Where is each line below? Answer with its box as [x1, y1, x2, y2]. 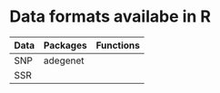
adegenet [44, 54, 85, 67]
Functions [95, 39, 141, 51]
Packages [44, 39, 88, 51]
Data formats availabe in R [9, 6, 212, 27]
